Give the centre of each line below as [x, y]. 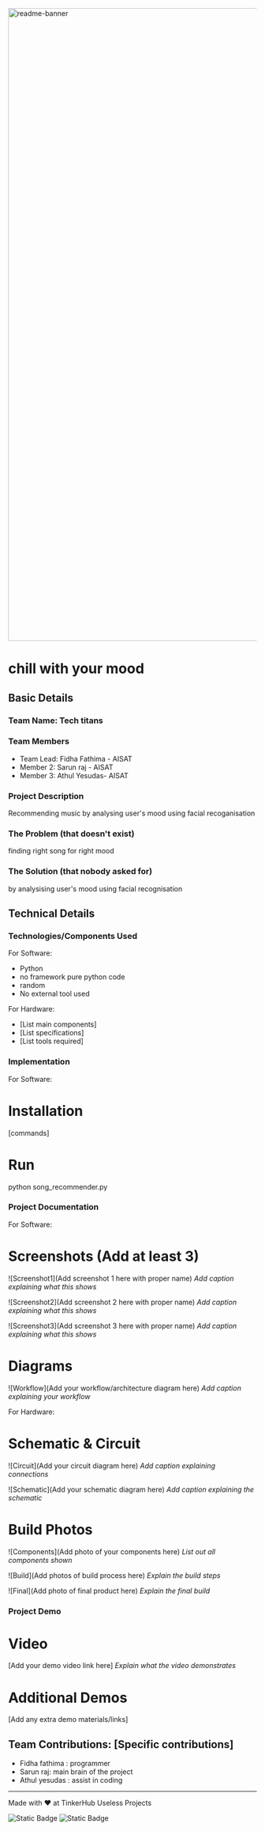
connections [28, 1474]
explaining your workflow [49, 1396]
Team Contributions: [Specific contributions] [121, 1744]
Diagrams [41, 1366]
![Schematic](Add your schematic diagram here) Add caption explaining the [131, 1489]
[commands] [29, 1133]
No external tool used [54, 994]
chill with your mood [76, 669]
